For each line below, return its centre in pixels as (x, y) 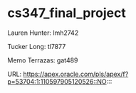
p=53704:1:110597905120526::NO (57, 81)
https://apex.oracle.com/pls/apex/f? (76, 74)
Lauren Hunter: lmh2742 (43, 33)
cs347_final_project (67, 13)
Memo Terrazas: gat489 (43, 60)
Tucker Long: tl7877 (37, 46)
